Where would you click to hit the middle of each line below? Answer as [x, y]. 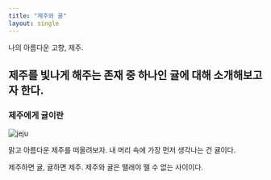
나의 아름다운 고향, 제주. [46, 47]
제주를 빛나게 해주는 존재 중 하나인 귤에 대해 [110, 75]
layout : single [34, 23]
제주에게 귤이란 [36, 115]
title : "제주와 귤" [38, 16]
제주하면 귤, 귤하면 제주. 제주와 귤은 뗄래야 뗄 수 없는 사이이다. [106, 167]
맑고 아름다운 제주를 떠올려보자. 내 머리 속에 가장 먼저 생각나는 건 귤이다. [122, 150]
